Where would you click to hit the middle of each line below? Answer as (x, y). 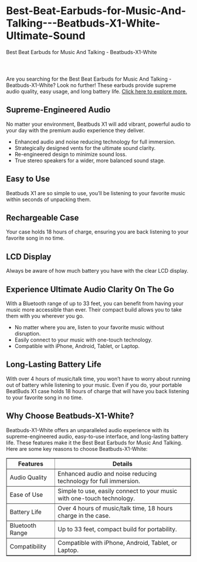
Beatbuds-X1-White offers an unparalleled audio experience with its (88, 430)
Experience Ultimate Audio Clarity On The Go (90, 289)
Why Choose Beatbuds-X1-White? (70, 416)
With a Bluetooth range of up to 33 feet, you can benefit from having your (95, 303)
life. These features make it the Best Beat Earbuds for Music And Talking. (94, 443)
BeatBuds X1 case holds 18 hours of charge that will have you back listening (98, 391)
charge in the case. (84, 516)
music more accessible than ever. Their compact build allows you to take (94, 310)
